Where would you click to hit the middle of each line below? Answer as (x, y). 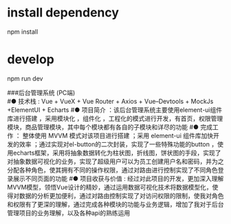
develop (31, 59)
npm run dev (25, 78)
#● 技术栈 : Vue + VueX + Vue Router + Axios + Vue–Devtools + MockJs (110, 101)
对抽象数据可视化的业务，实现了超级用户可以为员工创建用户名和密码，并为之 (115, 161)
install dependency (63, 13)
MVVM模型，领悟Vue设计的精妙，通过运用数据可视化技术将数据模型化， (110, 187)
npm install (23, 32)
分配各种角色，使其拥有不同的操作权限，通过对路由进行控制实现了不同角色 (112, 170)
